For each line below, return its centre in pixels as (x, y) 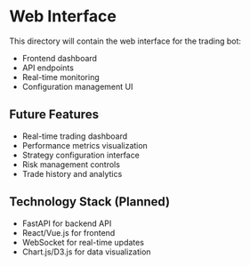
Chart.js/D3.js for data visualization (86, 252)
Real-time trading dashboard (75, 136)
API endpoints (48, 68)
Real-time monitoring (60, 77)
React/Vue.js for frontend (69, 232)
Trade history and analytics (72, 173)
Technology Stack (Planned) (90, 202)
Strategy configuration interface (81, 155)
